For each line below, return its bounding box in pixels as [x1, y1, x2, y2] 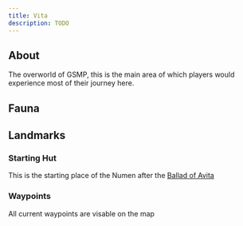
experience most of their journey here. [8, 78, 135, 88]
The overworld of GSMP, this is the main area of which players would [8, 69, 235, 80]
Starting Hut [8, 153, 57, 164]
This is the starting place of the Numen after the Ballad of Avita [8, 171, 215, 180]
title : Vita [8, 11, 48, 20]
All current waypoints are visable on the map [8, 208, 155, 218]
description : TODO [8, 19, 69, 27]
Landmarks [8, 129, 66, 142]
